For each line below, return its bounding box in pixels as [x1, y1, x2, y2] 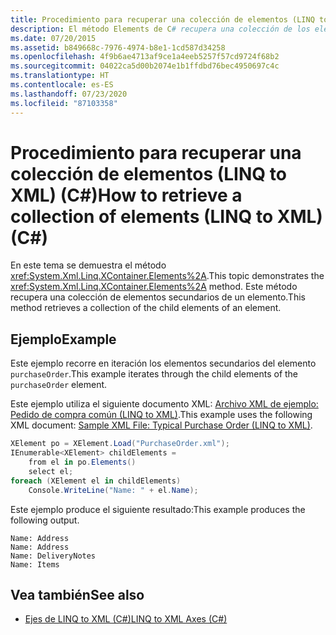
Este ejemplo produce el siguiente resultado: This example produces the [10, 503, 306, 515]
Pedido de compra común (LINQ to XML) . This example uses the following [10, 409, 313, 421]
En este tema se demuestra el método [10, 259, 167, 271]
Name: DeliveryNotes [10, 551, 97, 561]
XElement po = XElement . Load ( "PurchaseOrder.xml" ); [10, 439, 230, 449]
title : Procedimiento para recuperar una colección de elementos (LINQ [10, 14, 315, 25]
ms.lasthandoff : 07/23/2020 [10, 89, 128, 99]
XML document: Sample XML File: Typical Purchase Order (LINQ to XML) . [10, 419, 313, 431]
